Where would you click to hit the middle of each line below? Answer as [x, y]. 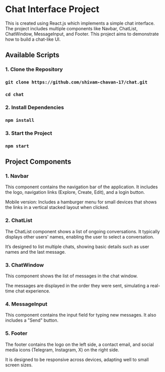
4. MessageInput [26, 304]
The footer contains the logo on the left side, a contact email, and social [80, 344]
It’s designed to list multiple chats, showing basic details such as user [77, 246]
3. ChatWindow [25, 265]
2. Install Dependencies [35, 108]
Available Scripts [32, 55]
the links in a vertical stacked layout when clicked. [57, 207]
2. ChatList [19, 220]
